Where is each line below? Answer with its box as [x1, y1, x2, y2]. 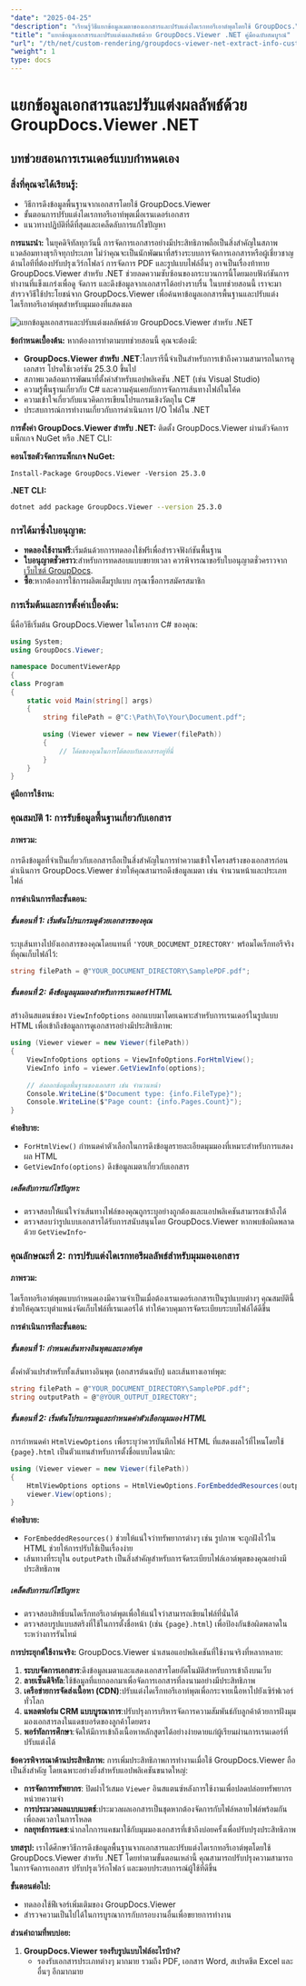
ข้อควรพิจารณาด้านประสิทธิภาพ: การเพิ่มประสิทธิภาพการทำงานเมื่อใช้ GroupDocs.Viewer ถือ [10, 1755, 296, 1766]
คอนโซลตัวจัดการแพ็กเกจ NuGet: [10, 451, 115, 462]
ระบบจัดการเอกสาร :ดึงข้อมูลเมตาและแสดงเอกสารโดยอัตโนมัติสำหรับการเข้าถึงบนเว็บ [23, 1665, 271, 1676]
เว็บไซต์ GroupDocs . [23, 565, 94, 576]
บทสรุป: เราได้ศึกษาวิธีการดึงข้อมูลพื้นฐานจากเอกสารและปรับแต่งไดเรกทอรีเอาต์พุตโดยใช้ [10, 1842, 271, 1853]
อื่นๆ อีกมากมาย [36, 1966, 84, 1977]
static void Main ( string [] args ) [26, 696, 153, 705]
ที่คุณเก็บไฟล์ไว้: [10, 949, 58, 960]
